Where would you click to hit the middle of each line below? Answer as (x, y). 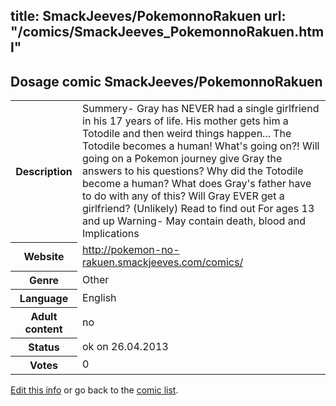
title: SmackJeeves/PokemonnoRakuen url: (148, 16)
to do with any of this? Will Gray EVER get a (183, 196)
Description (44, 171)
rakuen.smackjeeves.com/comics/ (163, 262)
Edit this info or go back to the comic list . (94, 390)
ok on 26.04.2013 (125, 346)
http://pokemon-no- (131, 250)
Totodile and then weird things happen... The (187, 134)
